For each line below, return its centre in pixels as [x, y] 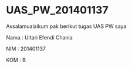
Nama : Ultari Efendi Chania [40, 37]
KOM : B [16, 60]
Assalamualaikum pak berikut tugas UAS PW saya [66, 26]
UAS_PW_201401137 [57, 10]
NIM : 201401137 [26, 49]
